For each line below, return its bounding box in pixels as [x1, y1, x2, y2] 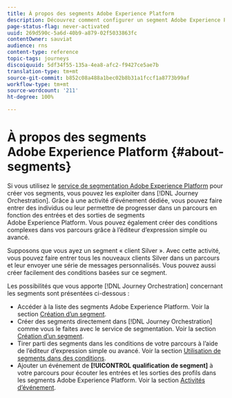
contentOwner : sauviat [7, 36, 72, 43]
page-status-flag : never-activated [7, 23, 110, 30]
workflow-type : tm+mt [7, 81, 70, 88]
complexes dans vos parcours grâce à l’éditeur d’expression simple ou [7, 225, 207, 234]
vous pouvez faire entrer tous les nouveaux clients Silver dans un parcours [7, 254, 220, 262]
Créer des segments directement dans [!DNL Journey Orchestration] [17, 317, 213, 325]
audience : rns [7, 42, 48, 49]
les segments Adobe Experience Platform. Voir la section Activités [17, 376, 206, 384]
